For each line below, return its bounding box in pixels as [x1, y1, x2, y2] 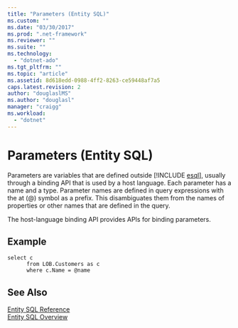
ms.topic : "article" [7, 70, 69, 77]
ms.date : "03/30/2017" [7, 24, 75, 31]
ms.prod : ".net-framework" [7, 30, 87, 38]
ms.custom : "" [7, 17, 50, 24]
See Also [7, 286, 48, 298]
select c [7, 255, 33, 262]
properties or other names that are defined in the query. [7, 201, 171, 210]
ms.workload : [7, 110, 46, 117]
